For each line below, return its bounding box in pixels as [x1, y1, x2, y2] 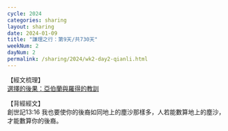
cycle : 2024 [7, 10, 42, 17]
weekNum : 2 [7, 43, 39, 49]
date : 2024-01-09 [7, 29, 58, 37]
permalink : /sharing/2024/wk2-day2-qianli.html [7, 56, 149, 63]
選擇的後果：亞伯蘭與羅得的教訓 [7, 84, 99, 93]
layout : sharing [7, 23, 54, 30]
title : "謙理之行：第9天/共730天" [7, 36, 98, 43]
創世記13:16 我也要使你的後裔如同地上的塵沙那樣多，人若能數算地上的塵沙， [7, 107, 225, 116]
